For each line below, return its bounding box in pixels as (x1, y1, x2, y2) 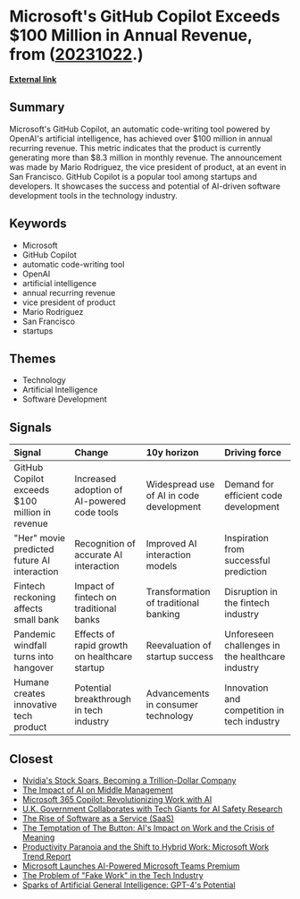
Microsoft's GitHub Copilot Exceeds (9, 6, 280, 27)
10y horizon (146, 446, 199, 459)
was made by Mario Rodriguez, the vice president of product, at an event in (9, 161, 287, 172)
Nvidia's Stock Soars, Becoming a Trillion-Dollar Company (21, 776, 237, 785)
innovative (13, 699, 58, 711)
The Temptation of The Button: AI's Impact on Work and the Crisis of (21, 823, 275, 833)
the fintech (224, 597, 271, 609)
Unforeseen (224, 628, 274, 640)
